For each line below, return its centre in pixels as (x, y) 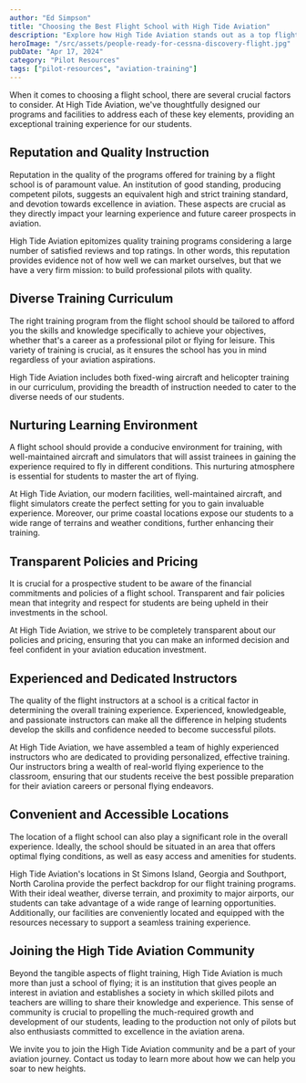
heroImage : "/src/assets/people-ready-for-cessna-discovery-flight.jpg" (150, 43)
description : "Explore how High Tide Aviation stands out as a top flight (154, 35)
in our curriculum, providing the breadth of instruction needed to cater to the (153, 387)
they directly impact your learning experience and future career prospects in (153, 213)
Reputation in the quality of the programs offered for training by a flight (143, 174)
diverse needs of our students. (67, 396)
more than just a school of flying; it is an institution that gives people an (143, 983)
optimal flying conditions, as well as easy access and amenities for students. (153, 856)
